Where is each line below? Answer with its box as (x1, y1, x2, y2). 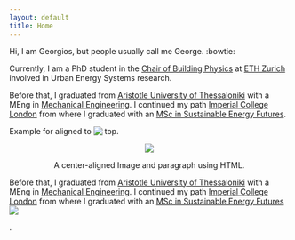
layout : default (9, 12, 69, 22)
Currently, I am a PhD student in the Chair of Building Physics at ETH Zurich (9, 63, 286, 74)
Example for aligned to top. (9, 125, 119, 136)
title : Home (9, 21, 53, 30)
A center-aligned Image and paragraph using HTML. (53, 159, 245, 170)
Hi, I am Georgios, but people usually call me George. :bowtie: (9, 45, 235, 56)
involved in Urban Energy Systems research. (9, 72, 172, 83)
